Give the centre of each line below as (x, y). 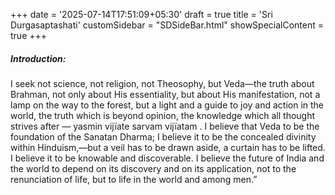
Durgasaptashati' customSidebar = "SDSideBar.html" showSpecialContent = (167, 25)
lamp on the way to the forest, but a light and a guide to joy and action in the (167, 105)
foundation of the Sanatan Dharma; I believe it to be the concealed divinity (163, 136)
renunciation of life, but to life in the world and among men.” (134, 179)
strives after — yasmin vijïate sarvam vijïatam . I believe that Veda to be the (165, 126)
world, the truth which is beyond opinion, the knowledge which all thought (163, 115)
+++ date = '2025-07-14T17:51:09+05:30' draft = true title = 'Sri (141, 14)
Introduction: (38, 58)
